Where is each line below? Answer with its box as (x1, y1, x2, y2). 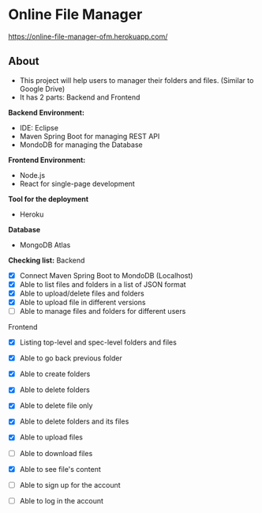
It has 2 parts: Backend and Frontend (19, 92, 140, 102)
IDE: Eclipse (19, 123, 59, 132)
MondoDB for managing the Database (19, 140, 144, 149)
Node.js (19, 170, 46, 179)
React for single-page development (19, 179, 136, 188)
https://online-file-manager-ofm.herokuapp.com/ (8, 32, 168, 41)
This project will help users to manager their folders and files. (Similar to (19, 75, 254, 85)
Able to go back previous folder (19, 353, 122, 363)
